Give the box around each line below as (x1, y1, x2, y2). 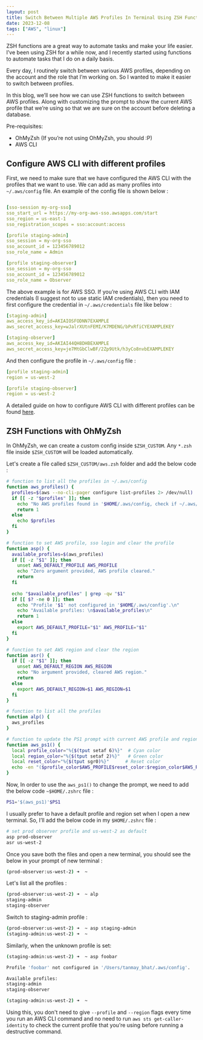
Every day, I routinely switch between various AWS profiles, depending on (6, 67, 190, 75)
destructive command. (6, 1028, 62, 1035)
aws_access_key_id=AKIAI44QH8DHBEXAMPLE (6, 341, 110, 347)
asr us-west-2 (6, 839, 42, 845)
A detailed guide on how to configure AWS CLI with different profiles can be (6, 402, 195, 409)
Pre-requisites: (6, 122, 43, 130)
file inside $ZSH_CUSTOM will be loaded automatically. (6, 448, 134, 456)
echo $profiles (17, 518, 56, 524)
